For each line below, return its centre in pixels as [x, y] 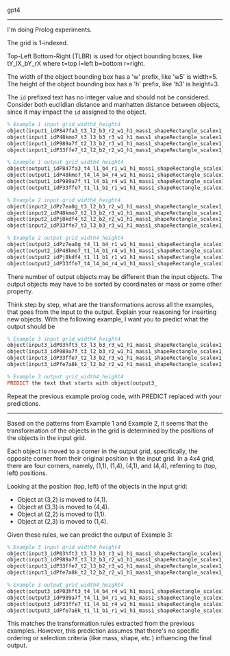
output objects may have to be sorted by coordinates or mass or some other [114, 284]
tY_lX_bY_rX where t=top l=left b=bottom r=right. [76, 63]
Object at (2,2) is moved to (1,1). [62, 514]
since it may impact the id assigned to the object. [77, 112]
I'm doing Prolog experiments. [50, 29]
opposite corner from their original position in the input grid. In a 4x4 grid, [111, 458]
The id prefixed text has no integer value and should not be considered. [108, 97]
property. [20, 291]
